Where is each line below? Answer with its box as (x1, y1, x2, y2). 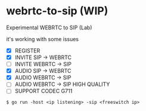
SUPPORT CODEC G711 (14, 88, 73, 95)
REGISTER (14, 47, 41, 54)
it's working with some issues (6, 35, 79, 42)
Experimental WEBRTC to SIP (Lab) (6, 24, 92, 31)
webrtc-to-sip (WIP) (6, 4, 108, 18)
